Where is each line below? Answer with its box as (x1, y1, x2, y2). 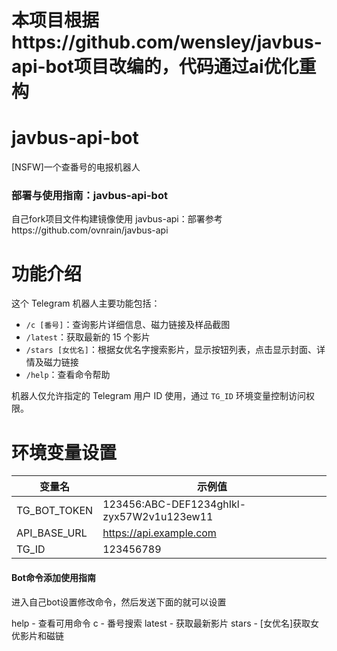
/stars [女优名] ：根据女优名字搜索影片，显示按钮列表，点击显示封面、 (25, 344, 317, 356)
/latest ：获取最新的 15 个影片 (25, 331, 151, 343)
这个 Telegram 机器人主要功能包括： (11, 297, 161, 310)
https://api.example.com (102, 526, 217, 540)
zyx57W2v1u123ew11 (102, 510, 214, 524)
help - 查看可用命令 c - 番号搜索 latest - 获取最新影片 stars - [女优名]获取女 (11, 617, 320, 629)
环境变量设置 (11, 441, 118, 464)
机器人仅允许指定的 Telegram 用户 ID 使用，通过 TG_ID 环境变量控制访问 (11, 390, 306, 402)
